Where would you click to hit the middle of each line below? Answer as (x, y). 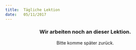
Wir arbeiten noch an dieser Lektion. (85, 32)
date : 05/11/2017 (26, 14)
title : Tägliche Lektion (32, 10)
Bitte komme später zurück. (85, 42)
